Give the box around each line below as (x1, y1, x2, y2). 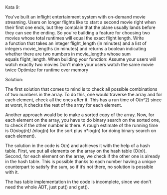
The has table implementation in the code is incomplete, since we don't (5, 179, 152, 185)
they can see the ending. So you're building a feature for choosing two (5, 30, 151, 35)
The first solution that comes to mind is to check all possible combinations (5, 86, 158, 92)
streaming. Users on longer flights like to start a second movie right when (5, 19, 156, 25)
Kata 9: (5, 4, 20, 10)
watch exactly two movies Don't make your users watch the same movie (5, 62, 154, 67)
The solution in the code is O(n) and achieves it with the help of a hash (5, 143, 151, 149)
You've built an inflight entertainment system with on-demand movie (5, 14, 146, 19)
